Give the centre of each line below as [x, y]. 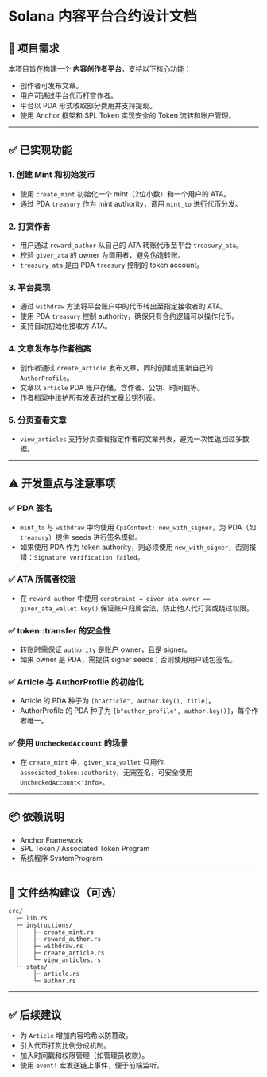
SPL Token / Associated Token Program [85, 848]
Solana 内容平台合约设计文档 [103, 16]
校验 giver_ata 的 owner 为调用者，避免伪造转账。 [102, 254]
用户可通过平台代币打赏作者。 [68, 95]
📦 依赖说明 [37, 817]
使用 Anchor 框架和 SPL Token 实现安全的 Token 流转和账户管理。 [128, 115]
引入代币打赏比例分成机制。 [65, 1045]
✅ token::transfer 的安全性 [60, 630]
